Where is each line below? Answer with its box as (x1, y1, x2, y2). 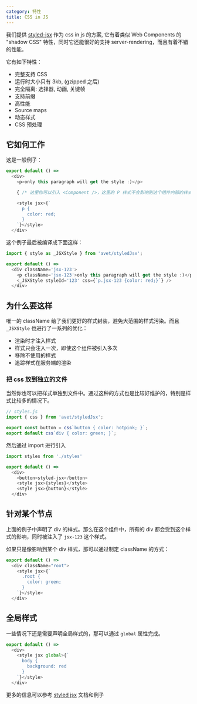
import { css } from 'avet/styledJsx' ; (6, 415, 104, 420)
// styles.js (6, 409, 38, 415)
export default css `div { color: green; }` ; (6, 430, 117, 436)
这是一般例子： (6, 156, 42, 163)
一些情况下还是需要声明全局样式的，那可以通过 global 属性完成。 (6, 629, 164, 637)
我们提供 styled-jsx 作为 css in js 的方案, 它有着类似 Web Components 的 (6, 31, 182, 38)
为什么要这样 (6, 301, 53, 311)
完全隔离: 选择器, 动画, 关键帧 (14, 85, 86, 92)
